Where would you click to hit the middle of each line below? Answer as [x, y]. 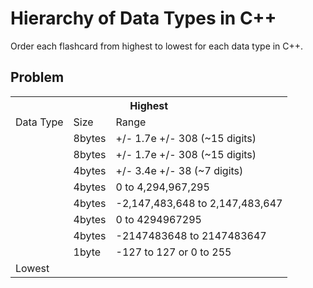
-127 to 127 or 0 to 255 [173, 252]
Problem [37, 77]
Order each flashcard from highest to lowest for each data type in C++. [157, 46]
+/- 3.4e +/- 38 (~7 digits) [179, 170]
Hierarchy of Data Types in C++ [143, 18]
